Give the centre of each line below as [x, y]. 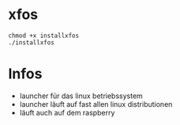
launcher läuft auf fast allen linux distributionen [96, 104]
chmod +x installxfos [44, 36]
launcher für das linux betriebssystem [81, 96]
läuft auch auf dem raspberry [67, 112]
